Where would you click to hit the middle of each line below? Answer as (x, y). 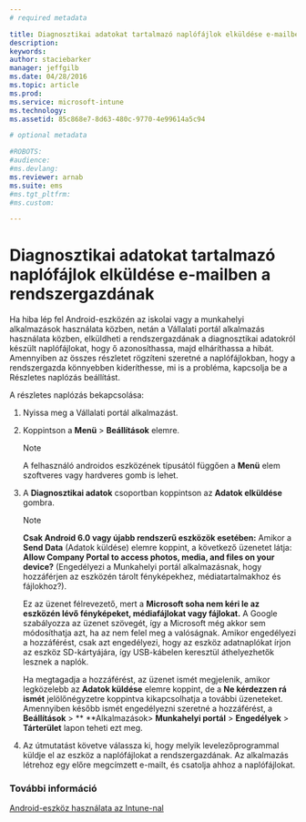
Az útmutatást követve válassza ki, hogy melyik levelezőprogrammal (151, 746)
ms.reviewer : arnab (46, 177)
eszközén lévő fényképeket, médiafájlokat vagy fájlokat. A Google (150, 614)
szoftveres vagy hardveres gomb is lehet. (101, 475)
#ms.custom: (32, 203)
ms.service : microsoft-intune (67, 102)
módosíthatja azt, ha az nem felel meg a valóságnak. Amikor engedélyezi (159, 633)
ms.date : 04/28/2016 (49, 77)
